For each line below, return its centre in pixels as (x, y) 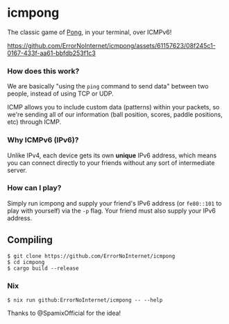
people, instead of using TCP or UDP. (61, 94)
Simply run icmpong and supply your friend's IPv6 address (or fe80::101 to (114, 203)
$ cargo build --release (43, 268)
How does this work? (43, 71)
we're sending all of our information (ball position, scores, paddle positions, (115, 115)
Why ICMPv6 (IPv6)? (43, 140)
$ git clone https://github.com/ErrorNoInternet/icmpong (91, 256)
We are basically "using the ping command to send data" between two (108, 86)
